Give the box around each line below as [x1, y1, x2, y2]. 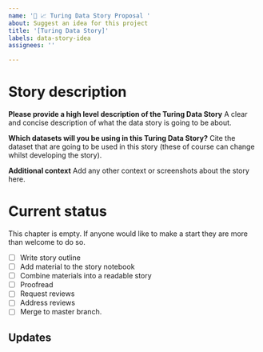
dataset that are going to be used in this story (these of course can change [8, 142, 255, 152]
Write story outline [19, 253, 82, 262]
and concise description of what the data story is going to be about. [8, 118, 232, 128]
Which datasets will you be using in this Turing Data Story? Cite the [8, 134, 236, 143]
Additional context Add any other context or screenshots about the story [8, 166, 250, 176]
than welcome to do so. [8, 238, 86, 246]
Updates [8, 330, 52, 344]
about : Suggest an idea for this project [8, 19, 149, 27]
